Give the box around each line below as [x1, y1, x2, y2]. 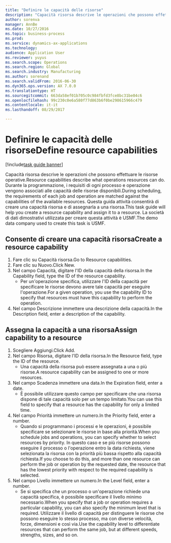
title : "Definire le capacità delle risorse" [5, 7, 103, 13]
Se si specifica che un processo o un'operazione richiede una [20, 488, 150, 494]
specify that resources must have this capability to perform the [20, 294, 153, 300]
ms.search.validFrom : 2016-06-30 [5, 79, 76, 84]
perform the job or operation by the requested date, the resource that [20, 461, 166, 467]
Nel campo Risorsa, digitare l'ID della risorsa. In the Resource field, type [12, 352, 162, 359]
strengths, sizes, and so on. [20, 532, 78, 538]
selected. [20, 472, 40, 478]
